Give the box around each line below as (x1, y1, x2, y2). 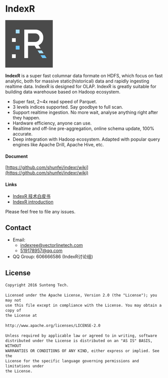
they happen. (12, 114, 40, 120)
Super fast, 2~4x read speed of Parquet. (12, 98, 97, 104)
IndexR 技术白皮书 (12, 193, 51, 199)
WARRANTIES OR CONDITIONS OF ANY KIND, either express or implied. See (5, 348, 159, 353)
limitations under (5, 363, 44, 368)
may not (5, 298, 22, 303)
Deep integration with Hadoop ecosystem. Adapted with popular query (12, 136, 160, 142)
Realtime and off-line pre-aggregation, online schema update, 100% (12, 125, 154, 132)
